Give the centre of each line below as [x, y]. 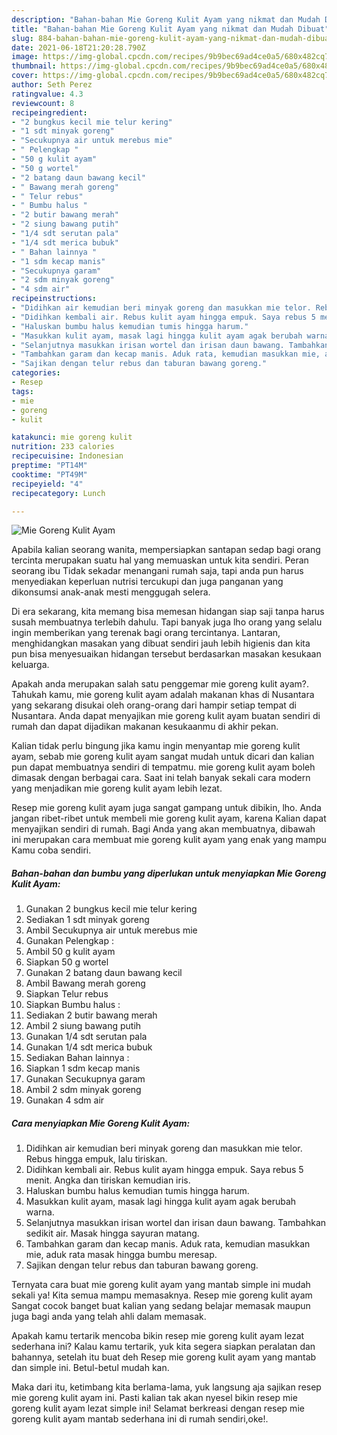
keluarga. [30, 665]
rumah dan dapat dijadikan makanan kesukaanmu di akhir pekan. [145, 727]
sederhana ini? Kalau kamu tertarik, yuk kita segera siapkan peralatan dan [163, 1347]
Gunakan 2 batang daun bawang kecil [104, 973]
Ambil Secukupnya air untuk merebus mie [111, 930]
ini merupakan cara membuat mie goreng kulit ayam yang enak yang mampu [169, 840]
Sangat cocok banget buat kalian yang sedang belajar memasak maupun [161, 1306]
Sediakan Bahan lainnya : [77, 1058]
